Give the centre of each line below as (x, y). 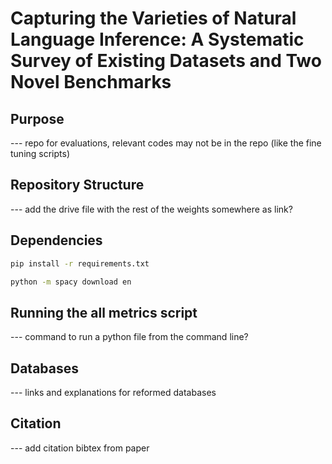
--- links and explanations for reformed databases (113, 392)
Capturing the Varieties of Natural (153, 18)
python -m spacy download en (71, 282)
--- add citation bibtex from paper (80, 448)
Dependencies (56, 240)
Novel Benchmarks (91, 82)
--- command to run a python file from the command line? (129, 337)
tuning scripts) (40, 153)
